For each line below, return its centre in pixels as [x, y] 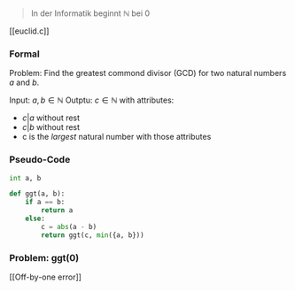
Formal [24, 54]
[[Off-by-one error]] [46, 277]
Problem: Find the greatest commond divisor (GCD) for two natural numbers [148, 73]
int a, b [25, 178]
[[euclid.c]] [29, 31]
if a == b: [45, 203]
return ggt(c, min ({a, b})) [93, 235]
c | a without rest [51, 118]
